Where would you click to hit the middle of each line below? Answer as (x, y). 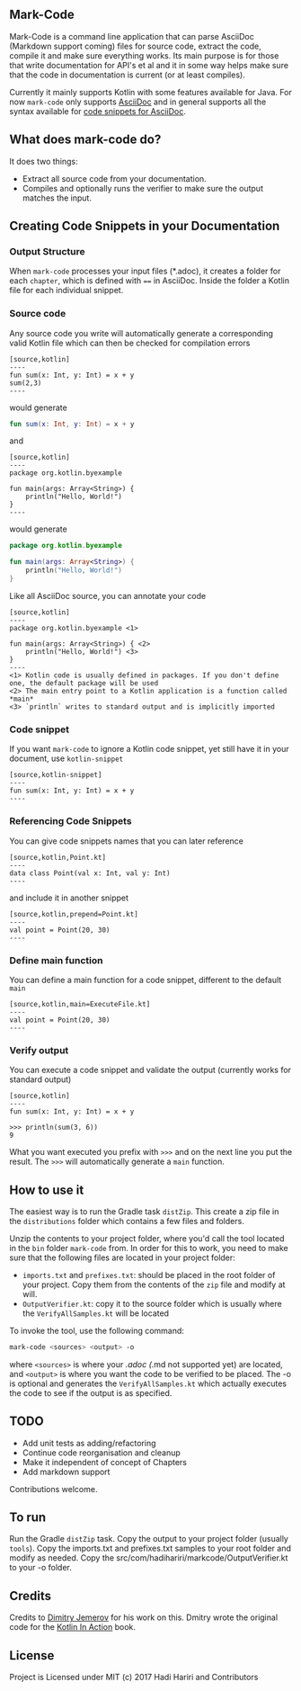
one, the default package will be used (84, 683)
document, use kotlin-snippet (66, 758)
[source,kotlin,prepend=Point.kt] (74, 914)
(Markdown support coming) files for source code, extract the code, (136, 46)
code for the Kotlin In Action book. (73, 1627)
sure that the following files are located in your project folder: (122, 1257)
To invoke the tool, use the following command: (97, 1330)
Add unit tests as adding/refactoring (89, 1443)
